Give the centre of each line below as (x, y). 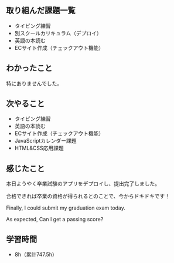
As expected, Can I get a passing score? (55, 220)
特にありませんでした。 (34, 83)
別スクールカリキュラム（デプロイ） (58, 33)
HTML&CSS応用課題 (39, 148)
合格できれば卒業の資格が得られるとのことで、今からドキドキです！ (88, 196)
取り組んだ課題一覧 (41, 11)
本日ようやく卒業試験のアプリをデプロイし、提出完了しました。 (83, 184)
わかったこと (29, 68)
